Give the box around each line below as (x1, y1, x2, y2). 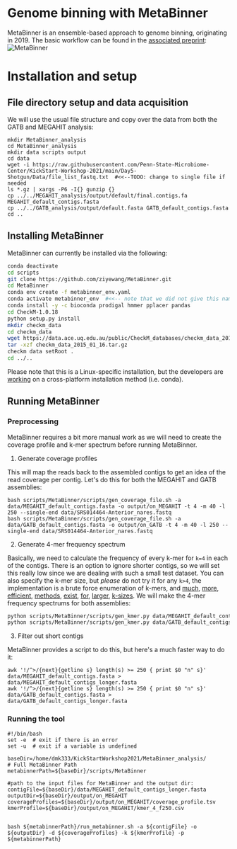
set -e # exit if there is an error (7, 736, 119, 743)
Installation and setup (7, 69, 138, 84)
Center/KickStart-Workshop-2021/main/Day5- (7, 167, 138, 174)
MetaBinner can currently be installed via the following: (7, 249, 168, 257)
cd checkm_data (7, 328, 52, 336)
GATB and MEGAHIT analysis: (7, 122, 94, 131)
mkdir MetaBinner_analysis (7, 136, 87, 143)
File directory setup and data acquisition (7, 96, 189, 108)
